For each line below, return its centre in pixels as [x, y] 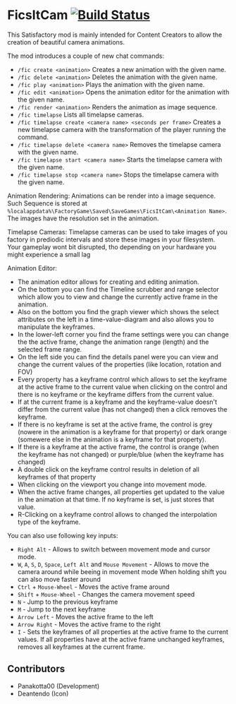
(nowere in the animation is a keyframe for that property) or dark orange [122, 431]
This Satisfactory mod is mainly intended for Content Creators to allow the [115, 35]
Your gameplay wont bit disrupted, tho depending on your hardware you [112, 246]
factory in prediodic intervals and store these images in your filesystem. [111, 239]
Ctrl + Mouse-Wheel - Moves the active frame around [94, 587]
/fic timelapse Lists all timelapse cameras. [81, 114]
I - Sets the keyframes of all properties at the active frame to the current [123, 631]
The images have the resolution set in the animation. [83, 218]
